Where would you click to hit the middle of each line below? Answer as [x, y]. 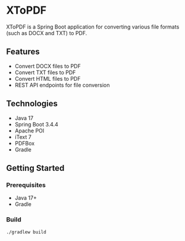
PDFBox [24, 143]
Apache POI [29, 131]
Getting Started [35, 168]
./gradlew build [26, 232]
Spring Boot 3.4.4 [36, 124]
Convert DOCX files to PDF [48, 66]
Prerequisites [26, 185]
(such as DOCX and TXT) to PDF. [47, 33]
